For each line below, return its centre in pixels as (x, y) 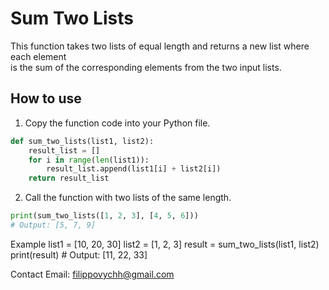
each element (38, 56)
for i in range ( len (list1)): (89, 160)
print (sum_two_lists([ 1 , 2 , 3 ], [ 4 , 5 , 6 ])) (104, 216)
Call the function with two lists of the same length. (128, 198)
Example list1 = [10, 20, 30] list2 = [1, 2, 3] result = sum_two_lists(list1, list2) (165, 244)
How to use (46, 98)
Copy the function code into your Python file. (117, 123)
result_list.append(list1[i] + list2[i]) (134, 169)
